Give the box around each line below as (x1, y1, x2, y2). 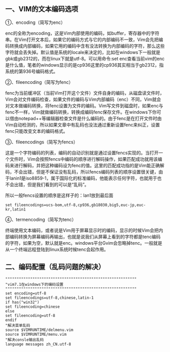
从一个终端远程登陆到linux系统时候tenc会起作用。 (5, 246, 109, 252)
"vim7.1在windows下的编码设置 (5, 282, 64, 287)
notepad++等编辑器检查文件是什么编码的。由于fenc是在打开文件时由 (18, 115, 162, 121)
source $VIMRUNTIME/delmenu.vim (5, 327, 73, 332)
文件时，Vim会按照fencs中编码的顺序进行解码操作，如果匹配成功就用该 (9, 156, 158, 162)
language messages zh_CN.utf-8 (5, 341, 71, 347)
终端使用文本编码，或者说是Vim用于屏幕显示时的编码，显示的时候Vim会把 (5, 227, 159, 233)
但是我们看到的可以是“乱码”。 (27, 181, 90, 187)
